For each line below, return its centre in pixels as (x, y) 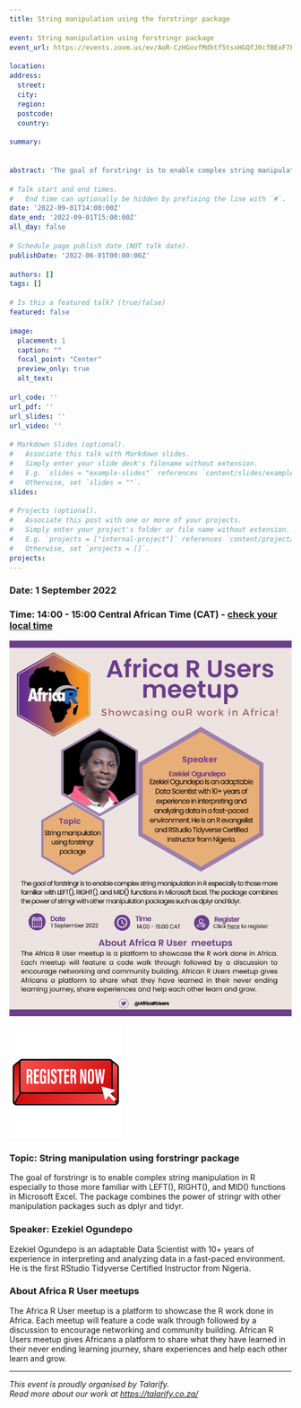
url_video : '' (36, 426)
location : (28, 66)
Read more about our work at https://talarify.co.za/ (104, 1394)
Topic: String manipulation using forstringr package (125, 1158)
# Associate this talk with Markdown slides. (100, 454)
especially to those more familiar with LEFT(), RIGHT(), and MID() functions (148, 1187)
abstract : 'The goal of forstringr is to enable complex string (132, 170)
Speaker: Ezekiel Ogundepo (71, 1230)
